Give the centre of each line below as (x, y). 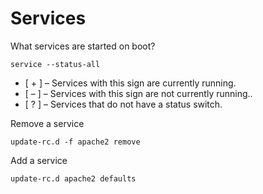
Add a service (39, 160)
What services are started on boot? (83, 46)
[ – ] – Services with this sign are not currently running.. (138, 93)
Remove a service (47, 123)
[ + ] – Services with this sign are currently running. (130, 83)
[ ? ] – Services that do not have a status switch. (123, 104)
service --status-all (55, 64)
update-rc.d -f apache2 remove (75, 142)
